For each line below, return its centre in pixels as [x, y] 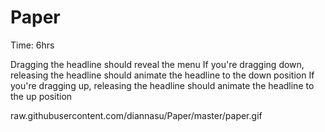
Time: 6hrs [32, 45]
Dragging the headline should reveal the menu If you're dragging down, [157, 64]
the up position [41, 96]
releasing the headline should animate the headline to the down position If [162, 75]
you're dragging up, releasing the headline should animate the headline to [162, 85]
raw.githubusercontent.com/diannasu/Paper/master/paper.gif [136, 115]
